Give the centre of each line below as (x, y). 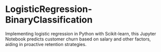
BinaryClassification (49, 20)
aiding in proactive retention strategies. (46, 44)
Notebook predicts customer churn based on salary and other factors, (78, 39)
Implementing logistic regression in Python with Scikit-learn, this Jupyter (81, 33)
